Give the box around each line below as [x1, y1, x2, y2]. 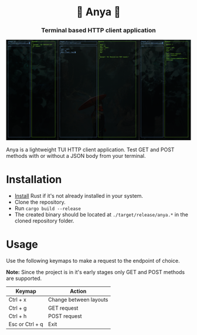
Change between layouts [47, 296, 108, 303]
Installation [6, 172, 62, 186]
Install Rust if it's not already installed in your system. [14, 192, 144, 199]
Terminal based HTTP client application [40, 26, 157, 35]
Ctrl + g [8, 304, 27, 312]
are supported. [6, 275, 42, 282]
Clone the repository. [14, 198, 66, 205]
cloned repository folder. [14, 217, 74, 224]
